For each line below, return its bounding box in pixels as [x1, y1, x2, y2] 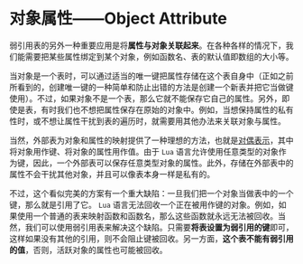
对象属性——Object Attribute [9, 8, 228, 29]
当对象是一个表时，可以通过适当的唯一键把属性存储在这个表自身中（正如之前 [9, 70, 294, 81]
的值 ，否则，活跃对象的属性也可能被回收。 [9, 244, 168, 255]
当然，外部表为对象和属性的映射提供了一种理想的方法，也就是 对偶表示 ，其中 [9, 135, 294, 146]
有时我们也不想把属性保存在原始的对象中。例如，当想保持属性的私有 [40, 104, 294, 115]
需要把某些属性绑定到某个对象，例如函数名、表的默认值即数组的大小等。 [24, 51, 294, 61]
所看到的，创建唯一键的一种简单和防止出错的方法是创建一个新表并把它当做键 [9, 81, 294, 92]
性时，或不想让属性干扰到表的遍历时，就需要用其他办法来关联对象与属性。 [9, 115, 286, 127]
